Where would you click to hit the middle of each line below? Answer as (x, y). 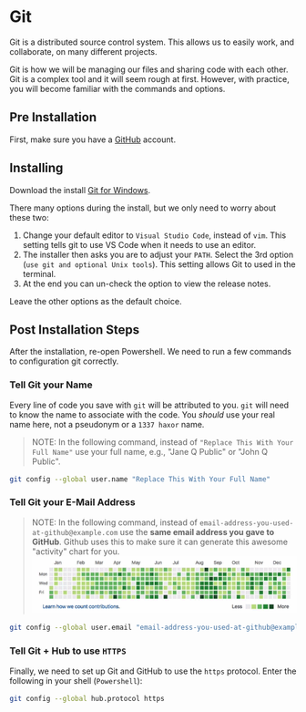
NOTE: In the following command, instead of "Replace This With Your (163, 442)
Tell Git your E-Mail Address (72, 502)
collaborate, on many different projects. (83, 51)
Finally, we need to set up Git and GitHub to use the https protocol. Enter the (153, 671)
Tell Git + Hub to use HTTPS (68, 651)
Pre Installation (53, 117)
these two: (29, 217)
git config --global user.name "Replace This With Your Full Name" (140, 479)
